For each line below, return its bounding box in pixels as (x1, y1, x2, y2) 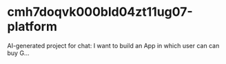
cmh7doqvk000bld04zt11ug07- (7, 4, 193, 20)
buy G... (7, 49, 30, 57)
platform (7, 19, 57, 34)
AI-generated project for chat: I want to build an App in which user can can (7, 41, 220, 50)
